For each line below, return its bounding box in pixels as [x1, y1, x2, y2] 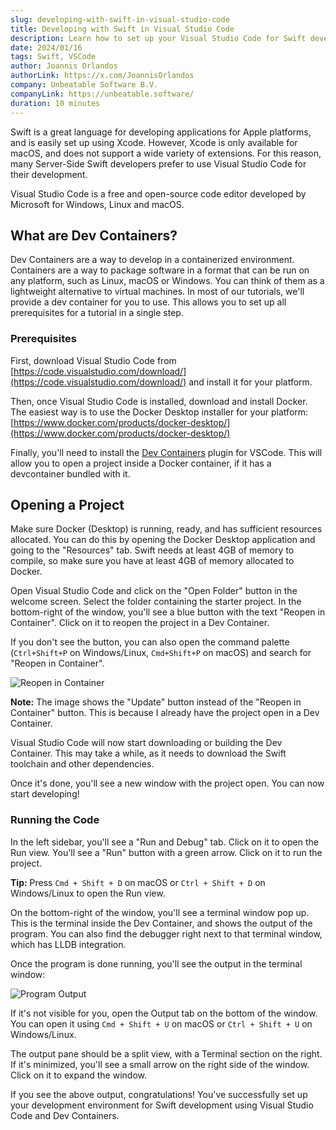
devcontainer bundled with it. [10, 467, 131, 480]
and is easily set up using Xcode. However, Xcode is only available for [10, 136, 298, 148]
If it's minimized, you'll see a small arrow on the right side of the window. [10, 1058, 310, 1070]
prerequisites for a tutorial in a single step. [10, 307, 184, 319]
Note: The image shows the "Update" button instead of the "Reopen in [10, 696, 302, 708]
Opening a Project [10, 497, 125, 513]
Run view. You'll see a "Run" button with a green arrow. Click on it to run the [10, 846, 323, 858]
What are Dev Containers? [10, 227, 178, 244]
